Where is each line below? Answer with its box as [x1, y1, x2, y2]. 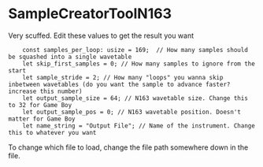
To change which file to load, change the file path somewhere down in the [8, 143, 249, 152]
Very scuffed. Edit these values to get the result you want [8, 31, 194, 40]
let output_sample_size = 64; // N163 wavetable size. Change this [22, 94, 248, 102]
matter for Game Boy [8, 115, 76, 123]
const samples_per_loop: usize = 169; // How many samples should [22, 46, 248, 54]
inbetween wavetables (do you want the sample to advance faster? [8, 80, 231, 88]
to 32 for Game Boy [8, 101, 72, 109]
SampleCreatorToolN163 [8, 5, 172, 23]
